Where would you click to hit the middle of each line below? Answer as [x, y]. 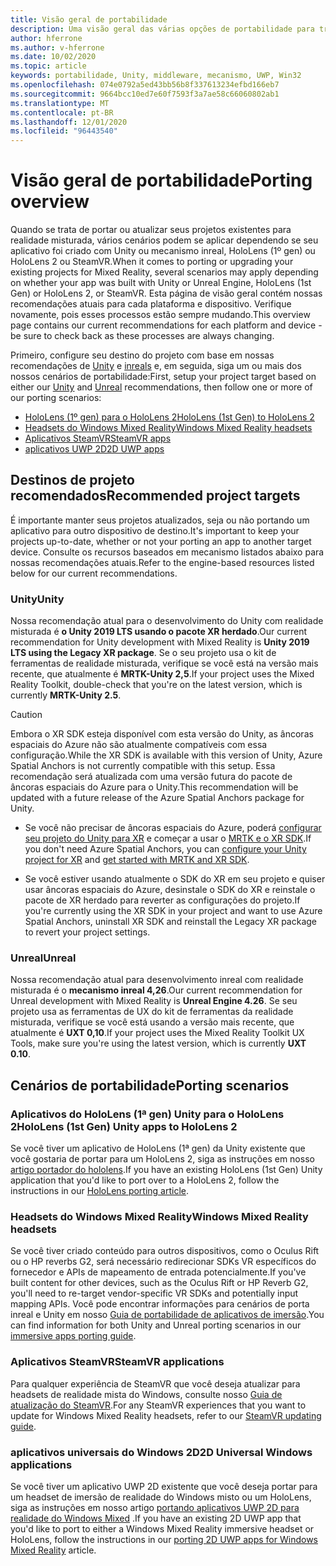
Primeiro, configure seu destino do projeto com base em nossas [142, 355]
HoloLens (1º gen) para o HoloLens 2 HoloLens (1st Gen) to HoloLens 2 [169, 417]
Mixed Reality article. [53, 1550]
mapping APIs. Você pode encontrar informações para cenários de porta [160, 1304]
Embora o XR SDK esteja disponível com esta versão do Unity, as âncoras [162, 734]
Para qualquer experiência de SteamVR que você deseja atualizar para [155, 1383]
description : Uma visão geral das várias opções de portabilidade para [162, 29]
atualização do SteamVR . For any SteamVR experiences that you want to [158, 1405]
